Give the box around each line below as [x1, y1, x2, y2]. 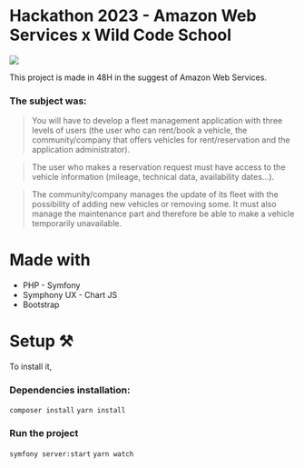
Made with [9, 250, 91, 271]
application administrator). [31, 144, 131, 155]
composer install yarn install [9, 406, 126, 415]
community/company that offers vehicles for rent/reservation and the [31, 134, 290, 145]
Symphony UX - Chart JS [22, 290, 118, 301]
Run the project [9, 427, 79, 440]
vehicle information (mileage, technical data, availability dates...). [31, 172, 275, 183]
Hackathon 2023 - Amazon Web [9, 5, 257, 26]
